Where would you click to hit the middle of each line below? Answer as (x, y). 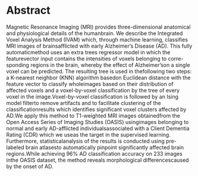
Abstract (28, 10)
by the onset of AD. (30, 166)
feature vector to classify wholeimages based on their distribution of (90, 84)
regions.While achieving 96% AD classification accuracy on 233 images (94, 153)
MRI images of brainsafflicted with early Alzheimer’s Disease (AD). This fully (99, 46)
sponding (18, 65)
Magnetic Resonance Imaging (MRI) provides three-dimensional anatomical (98, 27)
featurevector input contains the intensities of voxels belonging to (87, 58)
